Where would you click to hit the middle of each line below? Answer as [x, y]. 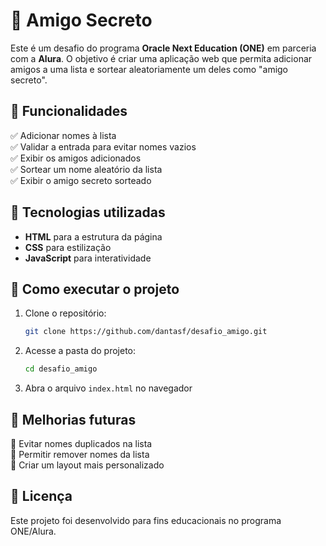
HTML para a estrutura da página [93, 236]
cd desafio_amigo [61, 369]
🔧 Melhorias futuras [73, 419]
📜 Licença [41, 496]
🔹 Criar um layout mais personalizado [87, 465]
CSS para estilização [68, 247]
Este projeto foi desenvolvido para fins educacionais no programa [146, 520]
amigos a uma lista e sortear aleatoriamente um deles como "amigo [149, 69]
